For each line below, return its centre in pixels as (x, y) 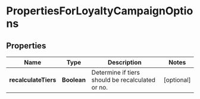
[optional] (177, 80)
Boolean (74, 80)
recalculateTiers (33, 80)
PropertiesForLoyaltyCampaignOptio (100, 11)
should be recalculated (124, 80)
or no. (100, 87)
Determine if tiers (115, 72)
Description (125, 62)
